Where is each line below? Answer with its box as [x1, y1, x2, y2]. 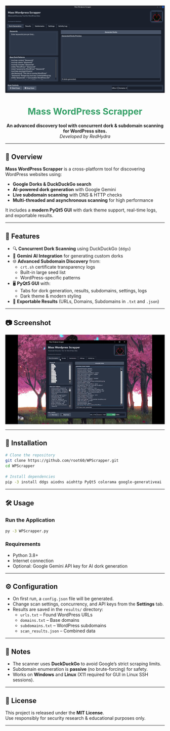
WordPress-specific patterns [20, 275, 80, 281]
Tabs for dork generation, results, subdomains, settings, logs [20, 288, 147, 294]
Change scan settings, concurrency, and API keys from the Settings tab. [12, 601, 164, 607]
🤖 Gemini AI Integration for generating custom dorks [12, 253, 123, 259]
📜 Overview [5, 152, 42, 161]
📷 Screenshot [5, 318, 52, 327]
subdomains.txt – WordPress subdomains [20, 623, 107, 629]
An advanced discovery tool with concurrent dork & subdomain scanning [6, 122, 164, 128]
